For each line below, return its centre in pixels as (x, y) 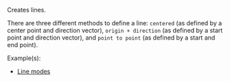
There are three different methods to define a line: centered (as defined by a (115, 23)
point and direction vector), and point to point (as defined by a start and (111, 38)
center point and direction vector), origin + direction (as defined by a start (115, 30)
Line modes (34, 71)
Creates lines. (26, 10)
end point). (23, 45)
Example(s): (24, 58)
